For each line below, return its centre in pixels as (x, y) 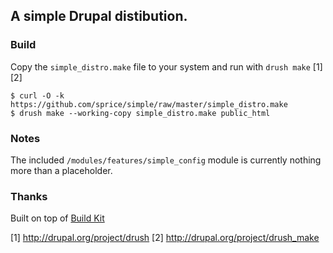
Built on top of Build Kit (57, 218)
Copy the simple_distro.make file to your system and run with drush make (160, 66)
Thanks (29, 196)
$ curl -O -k (37, 95)
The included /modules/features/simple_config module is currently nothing (166, 160)
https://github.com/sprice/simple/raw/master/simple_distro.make (149, 104)
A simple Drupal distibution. (99, 16)
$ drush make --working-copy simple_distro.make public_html (140, 113)
